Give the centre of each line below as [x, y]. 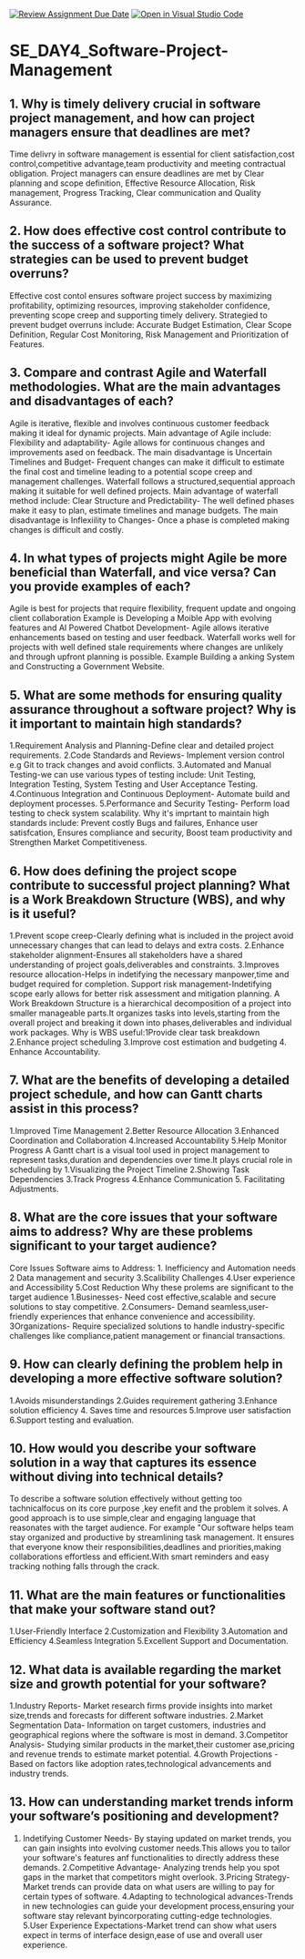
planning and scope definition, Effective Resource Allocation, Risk [132, 183]
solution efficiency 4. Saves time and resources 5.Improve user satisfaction [150, 1410]
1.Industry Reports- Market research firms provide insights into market [141, 1705]
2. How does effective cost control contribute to [148, 231]
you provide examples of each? [100, 587]
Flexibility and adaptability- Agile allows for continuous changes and [137, 443]
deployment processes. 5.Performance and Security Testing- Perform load [149, 804]
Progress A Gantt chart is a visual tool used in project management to [140, 1150]
